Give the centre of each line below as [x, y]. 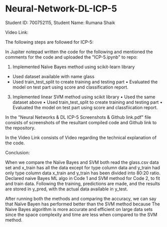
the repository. [20, 128]
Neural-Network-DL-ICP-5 [61, 9]
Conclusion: [18, 152]
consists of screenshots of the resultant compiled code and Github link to [81, 122]
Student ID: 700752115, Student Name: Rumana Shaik [60, 23]
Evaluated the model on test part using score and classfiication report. [85, 107]
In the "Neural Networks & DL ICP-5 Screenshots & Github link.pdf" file [78, 117]
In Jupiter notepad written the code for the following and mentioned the [79, 52]
